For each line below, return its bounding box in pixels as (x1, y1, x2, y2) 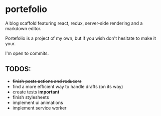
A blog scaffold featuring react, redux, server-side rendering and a (5, 20, 143, 26)
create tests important (12, 89, 60, 95)
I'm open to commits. (5, 50, 49, 56)
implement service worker (12, 104, 67, 111)
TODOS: (5, 65, 31, 73)
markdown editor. (5, 25, 42, 31)
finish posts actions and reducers (12, 78, 82, 84)
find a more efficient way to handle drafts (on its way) (12, 83, 123, 89)
